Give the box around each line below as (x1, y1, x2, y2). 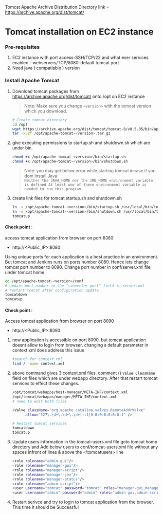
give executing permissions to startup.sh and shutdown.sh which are (12, 140, 150, 146)
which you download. (24, 108, 67, 114)
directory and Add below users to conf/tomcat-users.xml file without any (12, 444, 158, 450)
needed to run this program (24, 187, 81, 192)
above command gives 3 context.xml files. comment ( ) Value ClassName (12, 370, 155, 376)
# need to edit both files (12, 399, 67, 404)
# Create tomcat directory (12, 117, 67, 122)
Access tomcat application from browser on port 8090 (5, 318, 114, 324)
